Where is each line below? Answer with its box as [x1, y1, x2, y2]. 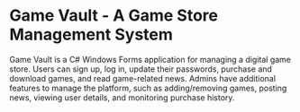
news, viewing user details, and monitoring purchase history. [9, 91, 235, 103]
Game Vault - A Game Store [9, 5, 219, 26]
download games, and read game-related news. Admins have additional [9, 73, 277, 83]
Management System [9, 24, 174, 45]
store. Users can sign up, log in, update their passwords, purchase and [9, 64, 273, 74]
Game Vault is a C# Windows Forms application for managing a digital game [9, 54, 291, 65]
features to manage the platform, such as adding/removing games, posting [9, 82, 287, 93]
